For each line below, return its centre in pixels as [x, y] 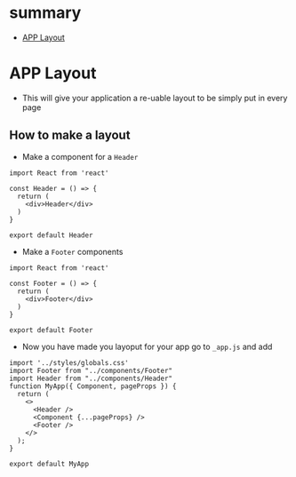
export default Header [51, 235]
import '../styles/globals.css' [69, 362]
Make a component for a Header [80, 156]
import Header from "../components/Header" [91, 378]
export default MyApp [49, 464]
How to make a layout [70, 135]
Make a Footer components [72, 251]
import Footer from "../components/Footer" [91, 370]
